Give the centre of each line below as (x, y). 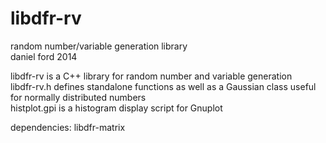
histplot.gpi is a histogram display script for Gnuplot (116, 108)
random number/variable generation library (99, 46)
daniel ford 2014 (44, 56)
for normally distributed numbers (78, 97)
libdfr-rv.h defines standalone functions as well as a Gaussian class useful (163, 86)
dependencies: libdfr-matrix (68, 127)
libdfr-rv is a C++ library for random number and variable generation (151, 76)
